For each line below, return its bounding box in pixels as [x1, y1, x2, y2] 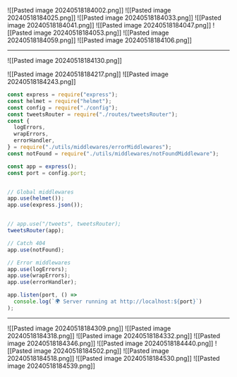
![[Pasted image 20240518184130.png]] [7, 56, 122, 64]
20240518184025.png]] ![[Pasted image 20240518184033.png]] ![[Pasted [7, 13, 221, 22]
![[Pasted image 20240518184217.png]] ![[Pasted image [7, 70, 169, 78]
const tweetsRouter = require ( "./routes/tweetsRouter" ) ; [7, 111, 178, 118]
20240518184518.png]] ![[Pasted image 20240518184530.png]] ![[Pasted [7, 354, 220, 362]
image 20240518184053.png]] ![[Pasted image [33, 28, 169, 37]
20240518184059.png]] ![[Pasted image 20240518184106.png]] [7, 36, 193, 44]
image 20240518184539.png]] [7, 361, 95, 370]
